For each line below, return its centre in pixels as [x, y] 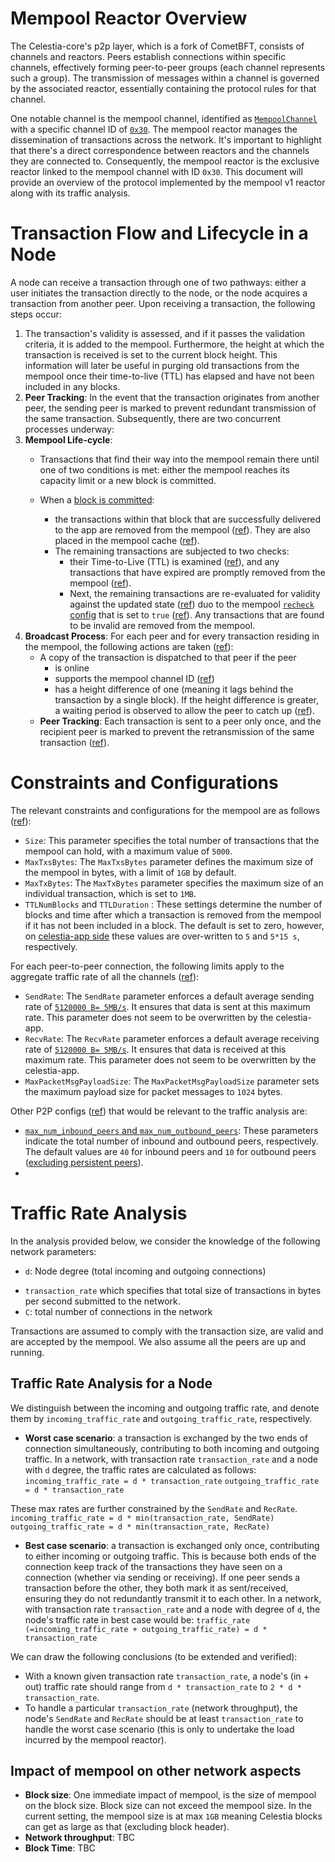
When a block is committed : [97, 499]
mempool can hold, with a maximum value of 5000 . [128, 851]
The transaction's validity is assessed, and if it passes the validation [165, 333]
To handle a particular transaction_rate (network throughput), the [161, 1708]
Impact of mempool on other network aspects [156, 1770]
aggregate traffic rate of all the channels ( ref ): [105, 976]
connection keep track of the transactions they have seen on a [153, 1566]
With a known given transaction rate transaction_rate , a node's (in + [167, 1676]
